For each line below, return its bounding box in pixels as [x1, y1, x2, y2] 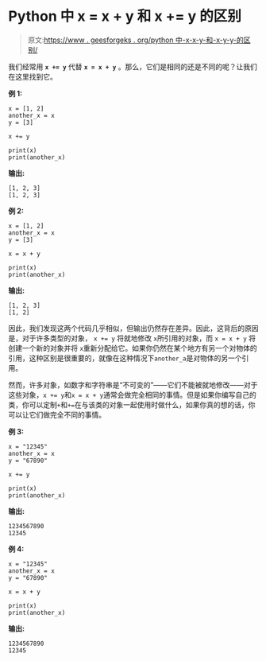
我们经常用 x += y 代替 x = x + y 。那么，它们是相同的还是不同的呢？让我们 [8, 61, 258, 72]
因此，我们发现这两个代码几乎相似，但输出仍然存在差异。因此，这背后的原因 [8, 323, 259, 332]
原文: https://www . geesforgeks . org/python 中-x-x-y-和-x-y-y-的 [27, 35, 244, 45]
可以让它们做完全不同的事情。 [8, 410, 106, 419]
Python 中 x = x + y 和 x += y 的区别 [8, 7, 242, 25]
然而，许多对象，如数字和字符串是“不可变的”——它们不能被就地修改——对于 [8, 379, 258, 390]
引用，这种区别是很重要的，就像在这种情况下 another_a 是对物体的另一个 [8, 353, 242, 363]
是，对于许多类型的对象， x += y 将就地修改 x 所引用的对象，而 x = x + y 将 [8, 333, 256, 343]
